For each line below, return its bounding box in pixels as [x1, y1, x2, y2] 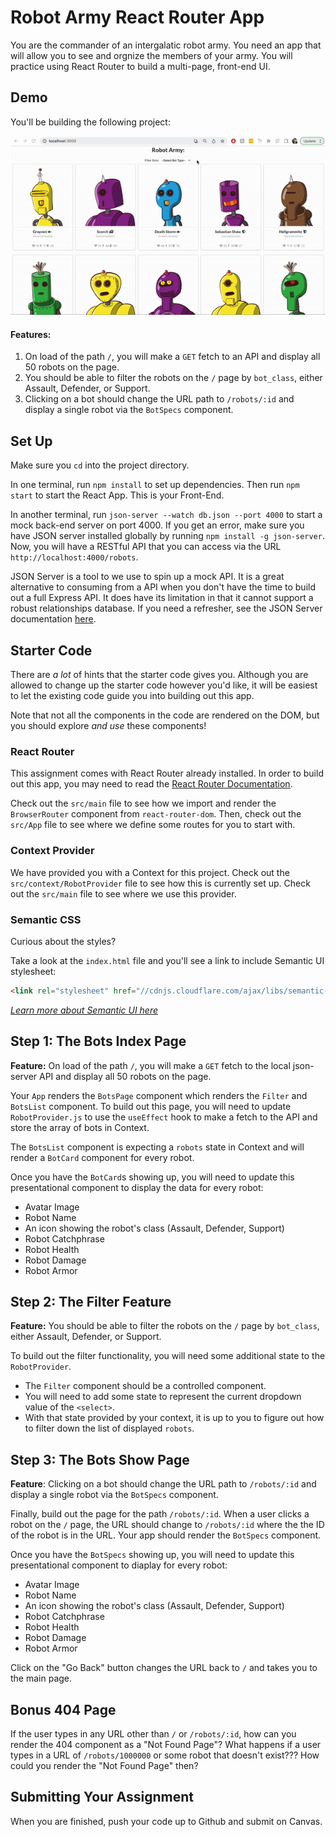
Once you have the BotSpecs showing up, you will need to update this [10, 1549, 295, 1561]
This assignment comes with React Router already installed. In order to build [10, 767, 324, 780]
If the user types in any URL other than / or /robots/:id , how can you [10, 1728, 297, 1740]
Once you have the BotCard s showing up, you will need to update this [10, 1171, 295, 1183]
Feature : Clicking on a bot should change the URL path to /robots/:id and [10, 1478, 317, 1490]
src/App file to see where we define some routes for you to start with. [10, 819, 296, 831]
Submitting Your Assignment [10, 1789, 195, 1806]
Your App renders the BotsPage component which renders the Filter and [10, 1089, 308, 1101]
